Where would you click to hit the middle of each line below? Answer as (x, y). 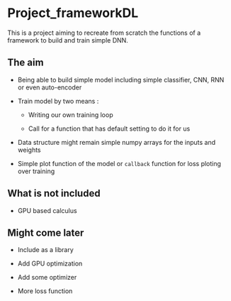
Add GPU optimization (50, 263)
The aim (26, 63)
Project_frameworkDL (73, 13)
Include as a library (45, 250)
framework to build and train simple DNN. (68, 40)
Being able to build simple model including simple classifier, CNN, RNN (121, 80)
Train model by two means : (58, 101)
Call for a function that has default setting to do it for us (109, 128)
